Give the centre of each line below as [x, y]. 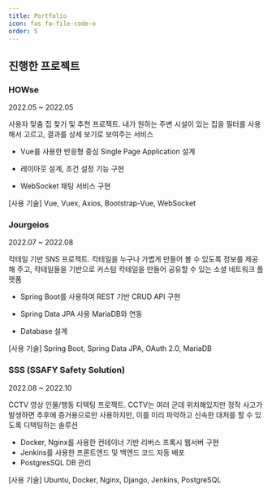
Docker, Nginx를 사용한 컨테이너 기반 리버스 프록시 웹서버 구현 [119, 442]
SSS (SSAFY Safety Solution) [67, 370]
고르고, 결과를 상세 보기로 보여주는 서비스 [89, 134]
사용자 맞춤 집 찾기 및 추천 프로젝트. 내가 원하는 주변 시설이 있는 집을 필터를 [127, 124]
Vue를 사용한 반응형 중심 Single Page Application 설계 [108, 152]
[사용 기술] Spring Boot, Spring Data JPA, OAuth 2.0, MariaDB [110, 348]
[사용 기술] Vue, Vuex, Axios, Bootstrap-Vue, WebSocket [102, 203]
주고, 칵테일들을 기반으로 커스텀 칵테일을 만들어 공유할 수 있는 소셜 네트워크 [136, 270]
